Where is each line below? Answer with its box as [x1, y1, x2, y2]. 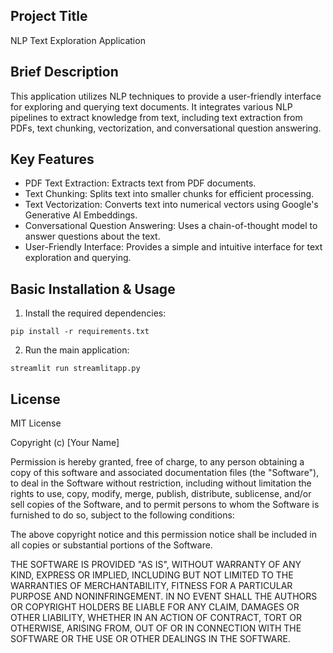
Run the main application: [24, 344, 130, 356]
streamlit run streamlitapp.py [10, 364, 141, 374]
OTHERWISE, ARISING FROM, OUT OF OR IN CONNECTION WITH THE [10, 622, 302, 634]
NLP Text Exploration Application [10, 34, 146, 46]
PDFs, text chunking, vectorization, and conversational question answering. [10, 122, 322, 134]
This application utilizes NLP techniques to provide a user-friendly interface [10, 90, 322, 102]
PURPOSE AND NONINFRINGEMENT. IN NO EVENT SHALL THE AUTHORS [10, 590, 318, 603]
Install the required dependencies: [24, 307, 167, 319]
